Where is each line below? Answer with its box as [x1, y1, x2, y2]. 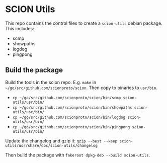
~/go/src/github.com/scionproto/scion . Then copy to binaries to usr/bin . [5, 85, 157, 91]
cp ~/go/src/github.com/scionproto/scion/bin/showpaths [12, 105, 132, 110]
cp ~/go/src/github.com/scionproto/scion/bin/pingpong [12, 124, 130, 129]
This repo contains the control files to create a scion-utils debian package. [5, 20, 162, 26]
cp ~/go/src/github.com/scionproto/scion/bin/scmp [12, 95, 121, 100]
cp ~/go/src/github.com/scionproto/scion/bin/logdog [12, 115, 126, 120]
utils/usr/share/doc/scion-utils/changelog [5, 143, 98, 148]
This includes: [5, 25, 34, 31]
